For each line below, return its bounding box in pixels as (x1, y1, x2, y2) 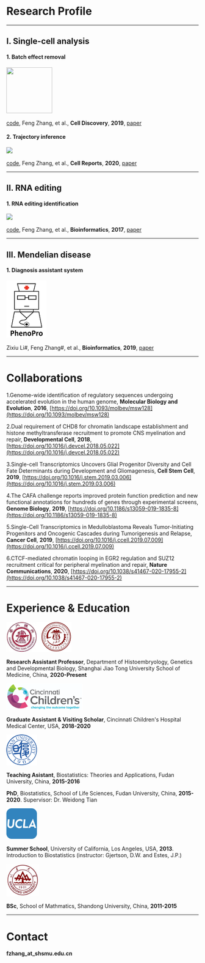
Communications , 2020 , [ (6, 567, 73, 575)
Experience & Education (6, 601, 130, 615)
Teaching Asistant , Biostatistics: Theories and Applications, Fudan (6, 772, 175, 779)
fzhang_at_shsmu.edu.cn (6, 950, 73, 957)
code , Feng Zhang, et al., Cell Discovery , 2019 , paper (6, 119, 142, 127)
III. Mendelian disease (6, 249, 92, 260)
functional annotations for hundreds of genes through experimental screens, (6, 498, 199, 506)
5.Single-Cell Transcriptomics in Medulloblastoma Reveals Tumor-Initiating (6, 523, 194, 530)
